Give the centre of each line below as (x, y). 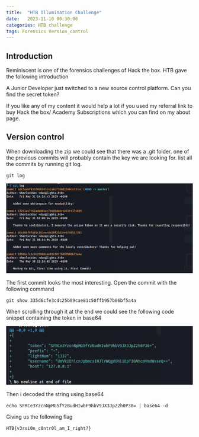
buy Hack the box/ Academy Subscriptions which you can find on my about (98, 112)
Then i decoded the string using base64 (55, 394)
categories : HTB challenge (39, 25)
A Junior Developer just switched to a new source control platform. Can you (99, 88)
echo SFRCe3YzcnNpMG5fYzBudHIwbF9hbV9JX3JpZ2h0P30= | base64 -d (87, 406)
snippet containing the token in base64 (54, 318)
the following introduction (37, 76)
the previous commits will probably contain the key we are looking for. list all (99, 158)
